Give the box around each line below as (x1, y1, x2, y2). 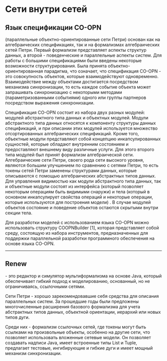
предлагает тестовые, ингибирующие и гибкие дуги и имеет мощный (5, 345, 153, 351)
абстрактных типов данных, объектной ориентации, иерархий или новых (5, 309, 161, 315)
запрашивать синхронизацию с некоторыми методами (5, 90, 123, 95)
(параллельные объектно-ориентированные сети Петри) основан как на (5, 36, 161, 42)
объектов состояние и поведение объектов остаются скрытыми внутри (5, 205, 159, 210)
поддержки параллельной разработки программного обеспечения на (5, 235, 155, 241)
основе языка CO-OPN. (5, 241, 55, 247)
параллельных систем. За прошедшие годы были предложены (5, 298, 139, 304)
